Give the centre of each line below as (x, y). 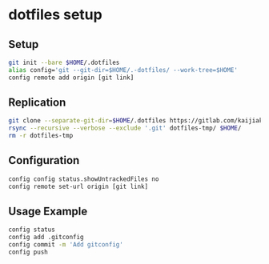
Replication (37, 103)
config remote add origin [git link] (71, 78)
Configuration (44, 160)
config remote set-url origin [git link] (78, 186)
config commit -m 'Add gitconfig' (66, 245)
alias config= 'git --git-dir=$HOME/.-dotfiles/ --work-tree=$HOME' (123, 70)
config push (28, 252)
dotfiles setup (55, 15)
